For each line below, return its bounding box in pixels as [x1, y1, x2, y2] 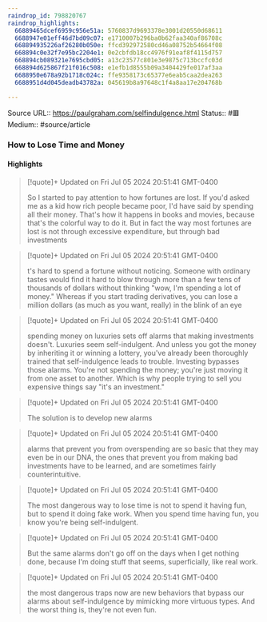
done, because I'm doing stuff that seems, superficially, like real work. [26, 556, 258, 566]
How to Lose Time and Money [7, 139, 126, 150]
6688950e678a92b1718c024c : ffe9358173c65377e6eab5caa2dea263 [14, 71, 223, 79]
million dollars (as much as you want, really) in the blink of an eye [26, 300, 243, 309]
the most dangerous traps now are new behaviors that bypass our [26, 588, 245, 597]
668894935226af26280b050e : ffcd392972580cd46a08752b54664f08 [14, 42, 223, 50]
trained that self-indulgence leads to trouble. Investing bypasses [26, 357, 240, 366]
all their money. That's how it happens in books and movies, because [26, 209, 255, 219]
